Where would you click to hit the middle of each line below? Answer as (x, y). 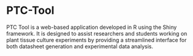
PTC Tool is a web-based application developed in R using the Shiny (92, 27)
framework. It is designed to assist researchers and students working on (97, 33)
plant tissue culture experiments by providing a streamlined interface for (96, 40)
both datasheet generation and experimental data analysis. (80, 46)
